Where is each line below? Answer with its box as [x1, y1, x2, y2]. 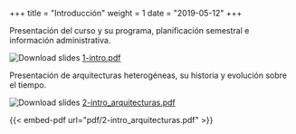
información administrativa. [9, 35, 111, 45]
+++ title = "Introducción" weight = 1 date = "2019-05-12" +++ [9, 8, 243, 18]
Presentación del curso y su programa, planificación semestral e [9, 25, 250, 35]
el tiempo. [9, 80, 47, 90]
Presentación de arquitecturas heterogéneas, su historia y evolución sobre [9, 70, 288, 81]
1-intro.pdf [81, 53, 121, 62]
